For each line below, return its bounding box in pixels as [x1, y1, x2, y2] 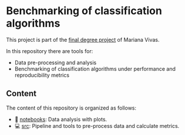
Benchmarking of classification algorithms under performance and [14, 65, 176, 72]
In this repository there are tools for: [6, 47, 93, 54]
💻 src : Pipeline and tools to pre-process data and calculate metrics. [14, 122, 180, 129]
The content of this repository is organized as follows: [6, 104, 137, 111]
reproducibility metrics [14, 71, 69, 78]
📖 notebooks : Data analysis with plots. [14, 116, 107, 123]
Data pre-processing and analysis [14, 59, 97, 66]
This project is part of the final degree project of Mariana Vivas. [6, 36, 160, 43]
